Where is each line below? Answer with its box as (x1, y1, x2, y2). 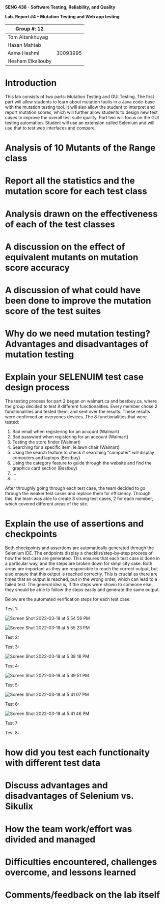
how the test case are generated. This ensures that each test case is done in (5, 555, 160, 561)
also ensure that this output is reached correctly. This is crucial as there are (5, 571, 158, 577)
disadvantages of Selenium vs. (5, 790, 134, 802)
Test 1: (5, 605, 18, 612)
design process (5, 382, 70, 393)
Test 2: (5, 634, 19, 640)
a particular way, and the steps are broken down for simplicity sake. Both (5, 561, 153, 566)
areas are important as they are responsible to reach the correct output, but (5, 565, 158, 571)
